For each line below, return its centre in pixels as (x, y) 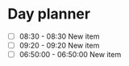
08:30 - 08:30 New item (59, 36)
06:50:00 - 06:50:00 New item (70, 55)
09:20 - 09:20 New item (59, 45)
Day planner (49, 14)
